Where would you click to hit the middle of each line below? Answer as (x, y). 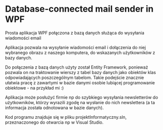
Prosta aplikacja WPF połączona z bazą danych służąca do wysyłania (75, 33)
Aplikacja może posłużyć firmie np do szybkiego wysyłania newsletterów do (82, 97)
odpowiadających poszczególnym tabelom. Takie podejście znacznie (74, 77)
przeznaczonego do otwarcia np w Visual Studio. (54, 122)
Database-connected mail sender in (79, 9)
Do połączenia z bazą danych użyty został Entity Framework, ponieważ (77, 67)
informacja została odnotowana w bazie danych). (54, 108)
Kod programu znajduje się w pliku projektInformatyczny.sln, (66, 117)
